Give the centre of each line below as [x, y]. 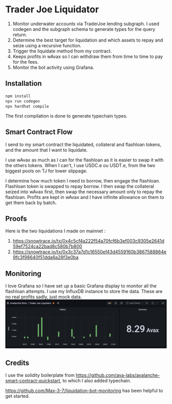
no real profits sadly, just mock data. [44, 297]
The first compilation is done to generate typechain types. [67, 116]
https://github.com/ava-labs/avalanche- [118, 375]
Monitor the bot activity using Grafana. [53, 67]
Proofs [16, 219]
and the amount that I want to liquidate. [47, 150]
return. [20, 34]
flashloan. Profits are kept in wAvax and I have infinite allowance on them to [85, 197]
